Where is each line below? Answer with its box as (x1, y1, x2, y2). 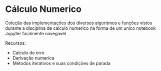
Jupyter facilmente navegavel (5, 30, 66, 36)
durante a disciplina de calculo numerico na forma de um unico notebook (5, 25, 156, 31)
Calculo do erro (12, 50, 45, 56)
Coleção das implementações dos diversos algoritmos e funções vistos (5, 20, 152, 26)
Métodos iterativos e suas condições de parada (12, 60, 111, 66)
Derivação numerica (12, 55, 54, 61)
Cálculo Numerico (5, 3, 81, 15)
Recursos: (5, 40, 26, 46)
